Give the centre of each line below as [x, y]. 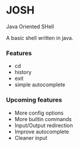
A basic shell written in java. [40, 38]
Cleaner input [31, 138]
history [23, 72]
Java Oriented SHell [30, 26]
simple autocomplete [40, 85]
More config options [39, 113]
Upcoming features [34, 100]
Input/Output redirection [44, 125]
